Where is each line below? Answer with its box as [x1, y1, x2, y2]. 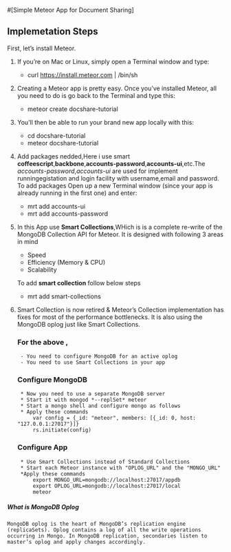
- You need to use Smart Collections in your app [20, 359, 166, 366]
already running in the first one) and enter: [16, 189, 137, 197]
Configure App [16, 442, 68, 452]
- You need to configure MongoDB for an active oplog [20, 353, 178, 360]
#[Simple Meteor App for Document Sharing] [7, 6, 134, 14]
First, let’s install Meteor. [7, 44, 76, 52]
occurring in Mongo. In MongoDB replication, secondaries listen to [7, 532, 208, 540]
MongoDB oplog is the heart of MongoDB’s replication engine [7, 520, 186, 527]
